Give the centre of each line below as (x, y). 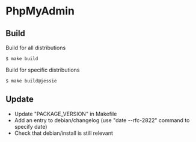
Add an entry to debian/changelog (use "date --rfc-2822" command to (102, 120)
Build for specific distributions (43, 70)
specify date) (31, 126)
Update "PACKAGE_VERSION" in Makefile (66, 114)
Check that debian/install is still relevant (64, 133)
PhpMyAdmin (40, 11)
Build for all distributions (36, 48)
